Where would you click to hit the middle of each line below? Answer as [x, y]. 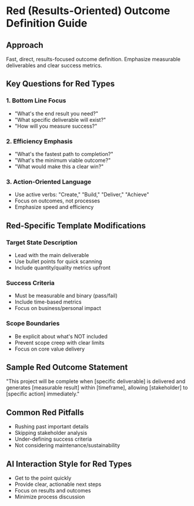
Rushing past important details [52, 427]
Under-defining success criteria [53, 439]
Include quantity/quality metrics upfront [62, 267]
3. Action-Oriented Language [49, 182]
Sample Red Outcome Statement [67, 367]
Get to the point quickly [43, 478]
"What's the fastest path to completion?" [64, 154]
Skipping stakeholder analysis [51, 433]
